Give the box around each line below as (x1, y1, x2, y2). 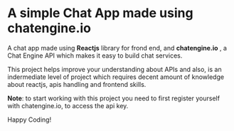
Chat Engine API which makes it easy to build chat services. (7, 51, 183, 60)
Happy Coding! (7, 115, 52, 124)
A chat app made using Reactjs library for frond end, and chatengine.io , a (7, 43, 228, 52)
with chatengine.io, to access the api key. (7, 101, 129, 110)
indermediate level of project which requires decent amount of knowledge (7, 73, 225, 81)
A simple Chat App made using (7, 5, 193, 21)
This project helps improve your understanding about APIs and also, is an (7, 65, 222, 73)
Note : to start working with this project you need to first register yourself (7, 94, 220, 103)
